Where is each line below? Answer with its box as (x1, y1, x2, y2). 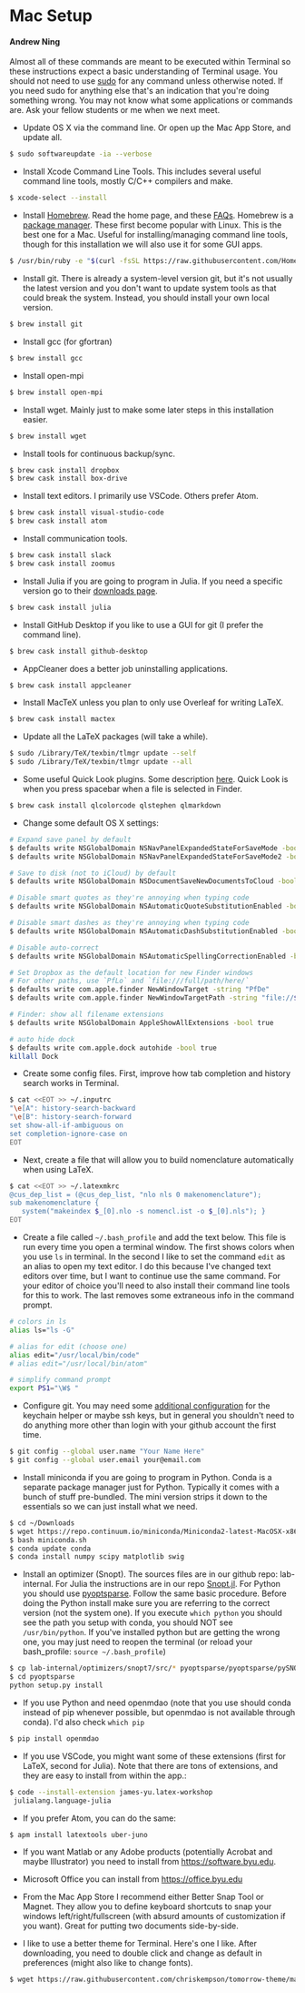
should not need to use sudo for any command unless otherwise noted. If (9, 76, 284, 86)
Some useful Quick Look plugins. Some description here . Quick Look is (22, 774, 289, 785)
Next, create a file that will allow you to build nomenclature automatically (22, 1154, 294, 1165)
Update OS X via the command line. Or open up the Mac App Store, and (22, 122, 291, 133)
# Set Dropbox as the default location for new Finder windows (9, 968, 254, 977)
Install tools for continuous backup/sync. (22, 448, 175, 459)
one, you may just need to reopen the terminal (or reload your (22, 1636, 253, 1648)
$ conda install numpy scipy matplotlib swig (9, 1552, 184, 1561)
